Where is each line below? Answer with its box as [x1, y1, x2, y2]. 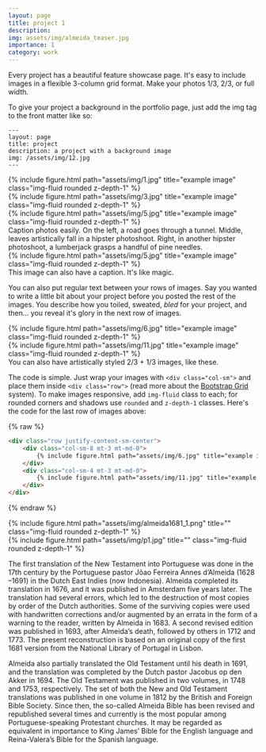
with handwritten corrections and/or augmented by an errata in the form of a [8, 610, 258, 619]
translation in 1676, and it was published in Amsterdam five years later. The [8, 585, 253, 593]
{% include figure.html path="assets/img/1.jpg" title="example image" [8, 175, 236, 184]
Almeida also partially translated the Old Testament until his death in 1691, [8, 659, 249, 668]
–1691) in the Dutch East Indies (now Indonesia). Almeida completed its [8, 576, 239, 585]
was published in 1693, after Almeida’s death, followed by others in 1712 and [8, 627, 256, 635]
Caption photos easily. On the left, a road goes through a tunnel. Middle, [8, 225, 244, 235]
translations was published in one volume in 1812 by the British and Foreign [8, 693, 253, 702]
